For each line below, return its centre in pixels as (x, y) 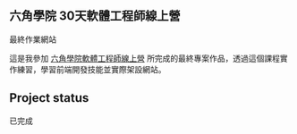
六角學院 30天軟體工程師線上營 (95, 16)
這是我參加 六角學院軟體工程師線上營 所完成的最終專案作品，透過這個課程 (144, 58)
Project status (49, 98)
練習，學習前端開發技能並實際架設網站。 (91, 69)
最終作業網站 (33, 39)
